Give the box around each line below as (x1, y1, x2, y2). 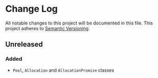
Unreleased (5, 40, 43, 49)
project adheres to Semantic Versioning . (5, 25, 90, 31)
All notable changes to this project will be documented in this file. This (5, 20, 153, 26)
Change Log (5, 3, 58, 15)
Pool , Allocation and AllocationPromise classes (12, 67, 114, 73)
